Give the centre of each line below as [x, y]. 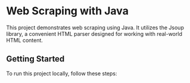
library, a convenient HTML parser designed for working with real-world [94, 33]
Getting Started [35, 59]
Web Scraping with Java [68, 11]
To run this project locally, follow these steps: [62, 73]
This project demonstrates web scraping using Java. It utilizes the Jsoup [95, 27]
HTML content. [25, 40]
